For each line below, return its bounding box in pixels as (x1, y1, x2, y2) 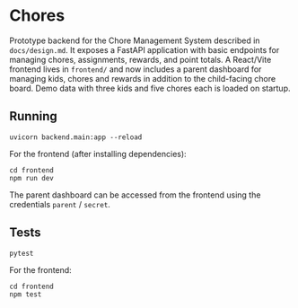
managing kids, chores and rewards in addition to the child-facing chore (9, 73, 276, 84)
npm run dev (9, 173, 54, 182)
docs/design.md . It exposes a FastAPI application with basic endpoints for (9, 44, 280, 55)
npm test (9, 289, 42, 299)
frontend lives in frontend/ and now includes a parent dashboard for (9, 64, 262, 75)
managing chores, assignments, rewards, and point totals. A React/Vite (9, 54, 272, 65)
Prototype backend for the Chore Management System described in (9, 35, 260, 46)
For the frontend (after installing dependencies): (9, 148, 187, 159)
